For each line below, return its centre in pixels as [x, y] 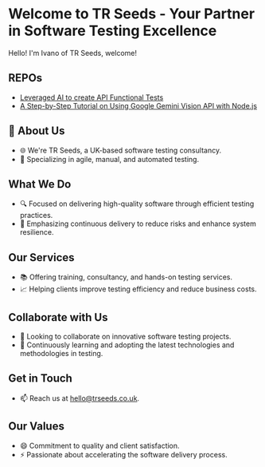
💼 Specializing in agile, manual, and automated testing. [109, 159]
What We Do [40, 184]
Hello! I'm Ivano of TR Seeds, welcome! [73, 53]
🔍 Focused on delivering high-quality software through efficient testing [137, 204]
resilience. [37, 232]
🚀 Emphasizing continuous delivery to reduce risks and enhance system [138, 224]
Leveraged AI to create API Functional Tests [92, 97]
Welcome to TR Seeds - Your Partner [132, 14]
